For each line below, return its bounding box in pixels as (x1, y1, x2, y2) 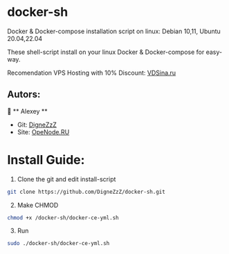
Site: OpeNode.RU (17, 127, 70, 136)
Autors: (7, 89, 41, 100)
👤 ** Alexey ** (7, 107, 48, 115)
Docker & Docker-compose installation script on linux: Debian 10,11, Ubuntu (7, 27, 221, 35)
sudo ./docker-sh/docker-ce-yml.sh (7, 240, 110, 247)
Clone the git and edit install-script (17, 174, 116, 183)
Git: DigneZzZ (17, 120, 57, 129)
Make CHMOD (17, 201, 59, 209)
